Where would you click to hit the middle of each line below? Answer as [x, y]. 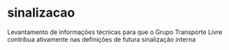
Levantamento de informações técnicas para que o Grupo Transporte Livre [115, 32]
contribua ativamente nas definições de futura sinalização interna [102, 39]
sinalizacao [41, 13]
